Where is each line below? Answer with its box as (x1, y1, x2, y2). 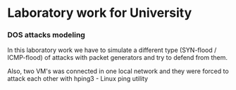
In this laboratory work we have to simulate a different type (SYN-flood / (7, 46, 217, 54)
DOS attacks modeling (7, 30, 86, 40)
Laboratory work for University (7, 5, 192, 21)
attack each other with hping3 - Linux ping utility (7, 75, 149, 83)
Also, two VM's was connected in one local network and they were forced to (7, 67, 229, 75)
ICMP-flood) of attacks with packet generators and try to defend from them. (7, 53, 228, 62)
